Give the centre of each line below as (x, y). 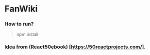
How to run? (19, 24)
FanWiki (21, 9)
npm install (27, 34)
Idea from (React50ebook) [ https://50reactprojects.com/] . (75, 47)
